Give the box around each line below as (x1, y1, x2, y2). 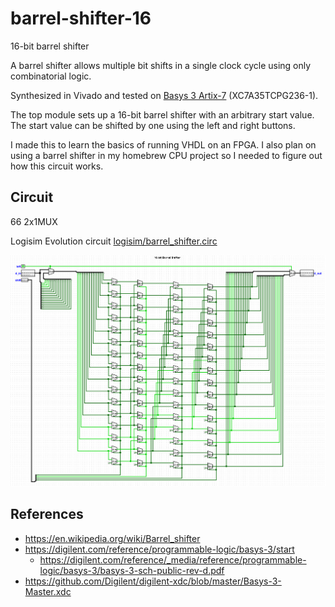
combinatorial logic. (10, 70, 92, 82)
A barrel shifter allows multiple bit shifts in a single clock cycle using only (10, 59, 312, 71)
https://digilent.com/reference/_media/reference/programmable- (39, 553, 307, 566)
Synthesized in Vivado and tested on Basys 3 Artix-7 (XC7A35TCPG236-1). (10, 89, 319, 101)
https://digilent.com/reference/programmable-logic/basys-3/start (24, 543, 295, 555)
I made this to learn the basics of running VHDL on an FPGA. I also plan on (10, 138, 317, 151)
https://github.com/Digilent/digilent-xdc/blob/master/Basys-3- (24, 575, 282, 587)
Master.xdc (24, 585, 72, 597)
